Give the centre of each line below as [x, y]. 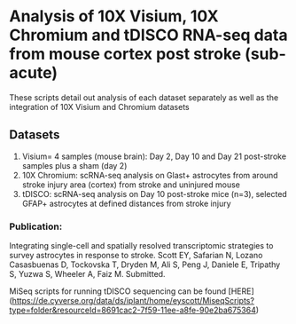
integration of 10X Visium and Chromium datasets [99, 107]
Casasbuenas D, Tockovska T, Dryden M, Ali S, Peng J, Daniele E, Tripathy [145, 265]
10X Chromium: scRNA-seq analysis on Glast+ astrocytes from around [150, 175]
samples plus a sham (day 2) [74, 165]
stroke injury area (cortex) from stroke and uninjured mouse [131, 185]
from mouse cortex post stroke [125, 54]
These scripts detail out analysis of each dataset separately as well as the [144, 97]
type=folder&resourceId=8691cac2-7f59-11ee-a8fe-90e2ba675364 [133, 310]
